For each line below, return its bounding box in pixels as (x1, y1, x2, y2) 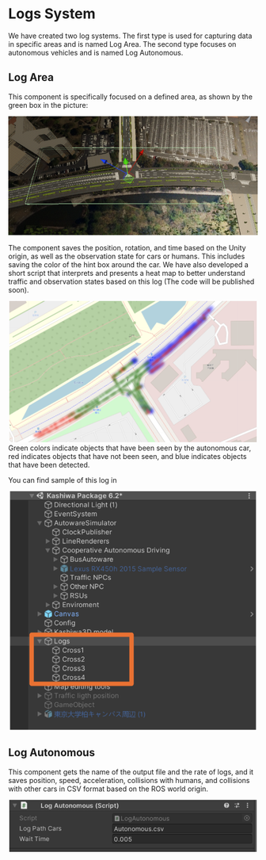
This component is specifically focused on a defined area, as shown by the (8, 92, 253, 101)
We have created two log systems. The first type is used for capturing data (8, 31, 253, 40)
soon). (8, 285, 29, 294)
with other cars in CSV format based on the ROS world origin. (8, 784, 208, 793)
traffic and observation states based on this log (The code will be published (8, 277, 255, 286)
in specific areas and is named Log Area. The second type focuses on (8, 39, 237, 48)
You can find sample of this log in (8, 475, 117, 484)
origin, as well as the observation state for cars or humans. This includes (8, 251, 245, 261)
